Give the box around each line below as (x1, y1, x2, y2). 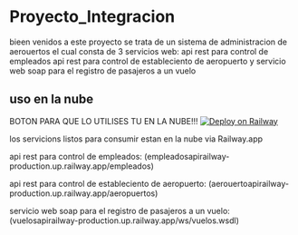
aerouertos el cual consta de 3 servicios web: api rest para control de (9, 45, 269, 56)
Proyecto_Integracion (9, 6, 176, 27)
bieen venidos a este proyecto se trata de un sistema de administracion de (9, 36, 288, 47)
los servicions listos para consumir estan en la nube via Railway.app (9, 133, 264, 144)
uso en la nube (9, 92, 93, 107)
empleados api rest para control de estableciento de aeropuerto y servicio (9, 55, 287, 66)
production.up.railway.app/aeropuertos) (9, 188, 159, 199)
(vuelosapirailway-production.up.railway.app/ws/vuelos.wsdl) (9, 215, 240, 226)
